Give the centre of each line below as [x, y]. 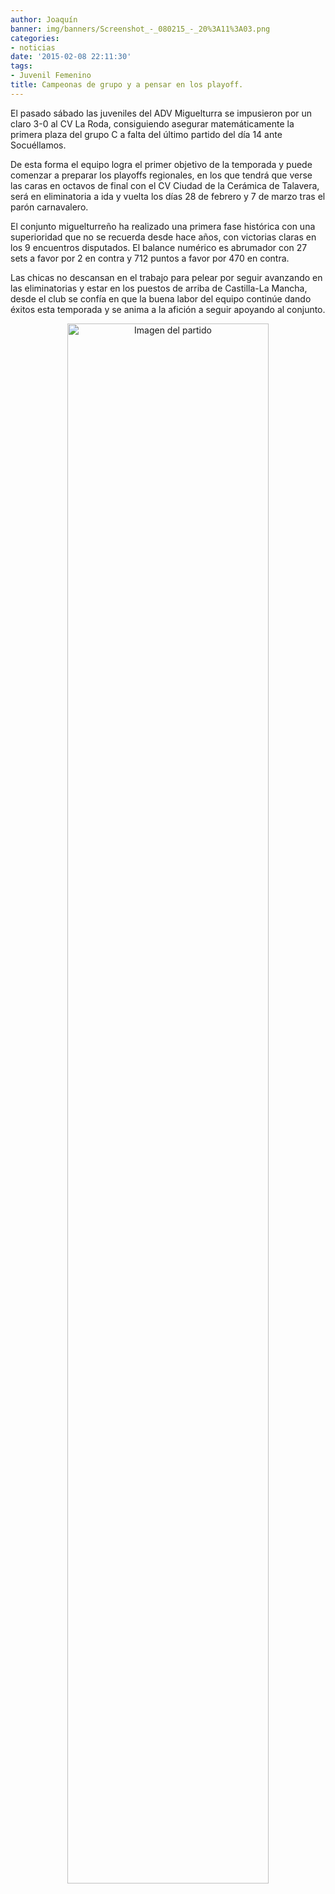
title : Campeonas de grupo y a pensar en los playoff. [127, 85]
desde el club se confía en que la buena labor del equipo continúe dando [161, 298]
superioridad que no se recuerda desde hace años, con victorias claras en [163, 237]
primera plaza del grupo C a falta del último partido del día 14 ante [146, 134]
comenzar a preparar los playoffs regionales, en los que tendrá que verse [161, 175]
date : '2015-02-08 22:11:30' [71, 57]
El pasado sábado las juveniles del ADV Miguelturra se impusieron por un [161, 113]
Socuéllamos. [38, 145]
